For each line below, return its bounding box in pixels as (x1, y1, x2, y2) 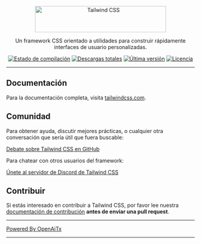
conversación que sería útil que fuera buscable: (6, 134, 124, 141)
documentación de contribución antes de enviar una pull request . (6, 208, 169, 215)
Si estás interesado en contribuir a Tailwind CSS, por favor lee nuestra (6, 201, 179, 209)
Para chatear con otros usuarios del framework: (6, 156, 124, 164)
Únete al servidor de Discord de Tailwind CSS (6, 168, 118, 176)
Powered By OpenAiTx (6, 225, 62, 233)
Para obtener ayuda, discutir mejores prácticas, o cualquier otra (6, 127, 163, 134)
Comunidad (6, 112, 51, 122)
